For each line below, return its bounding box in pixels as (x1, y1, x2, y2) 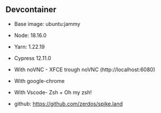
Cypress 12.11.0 (14, 54, 51, 61)
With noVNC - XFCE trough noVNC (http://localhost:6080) (14, 66, 156, 73)
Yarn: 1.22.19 (14, 43, 45, 50)
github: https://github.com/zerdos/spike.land (14, 100, 123, 107)
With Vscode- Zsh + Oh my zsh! (14, 88, 92, 96)
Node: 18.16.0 (14, 32, 47, 39)
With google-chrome (14, 77, 65, 84)
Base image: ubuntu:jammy (14, 20, 81, 27)
